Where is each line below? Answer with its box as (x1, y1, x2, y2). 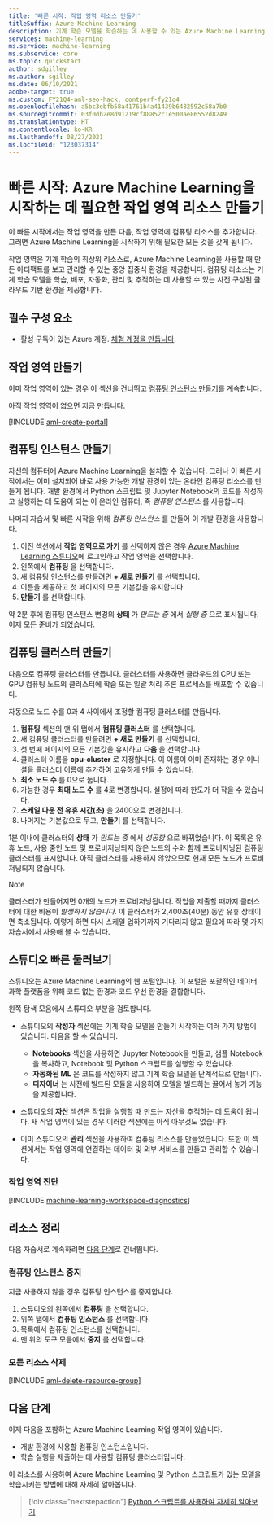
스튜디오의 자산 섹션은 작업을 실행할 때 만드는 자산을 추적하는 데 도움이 (19, 1106, 244, 1116)
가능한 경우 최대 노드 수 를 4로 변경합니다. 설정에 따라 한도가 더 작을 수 (19, 785, 243, 795)
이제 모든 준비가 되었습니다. (8, 620, 96, 629)
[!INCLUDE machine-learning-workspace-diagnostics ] (8, 1195, 191, 1205)
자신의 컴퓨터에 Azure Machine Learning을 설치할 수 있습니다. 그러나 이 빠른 (8, 466, 253, 475)
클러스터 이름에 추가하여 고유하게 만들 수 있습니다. (35, 764, 194, 774)
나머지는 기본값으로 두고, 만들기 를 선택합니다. (19, 815, 167, 825)
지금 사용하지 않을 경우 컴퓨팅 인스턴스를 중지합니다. (8, 1286, 173, 1296)
